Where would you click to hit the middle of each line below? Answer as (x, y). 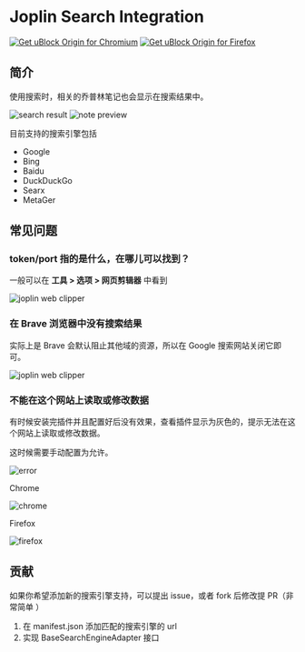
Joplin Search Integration (107, 17)
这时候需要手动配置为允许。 (61, 453)
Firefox (23, 524)
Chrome (25, 488)
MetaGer (39, 200)
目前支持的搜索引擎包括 (53, 133)
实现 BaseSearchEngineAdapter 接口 (91, 637)
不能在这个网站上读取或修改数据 (79, 400)
